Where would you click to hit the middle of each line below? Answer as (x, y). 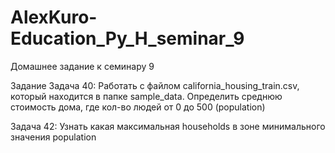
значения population (53, 137)
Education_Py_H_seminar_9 (127, 38)
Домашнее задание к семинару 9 (82, 66)
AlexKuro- (54, 17)
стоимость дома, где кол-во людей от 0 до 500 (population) (138, 107)
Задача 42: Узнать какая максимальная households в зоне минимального (168, 126)
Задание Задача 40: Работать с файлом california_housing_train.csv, (155, 85)
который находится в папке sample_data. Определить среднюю (146, 96)
